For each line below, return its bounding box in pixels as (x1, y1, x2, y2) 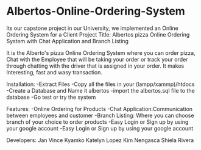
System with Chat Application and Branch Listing (6, 37, 129, 45)
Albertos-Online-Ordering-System (6, 4, 186, 18)
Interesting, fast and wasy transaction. (6, 68, 102, 76)
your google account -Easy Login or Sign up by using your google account (6, 124, 194, 132)
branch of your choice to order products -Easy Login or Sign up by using (6, 118, 189, 126)
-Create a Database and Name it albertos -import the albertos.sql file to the (6, 87, 195, 94)
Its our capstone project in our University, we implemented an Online (6, 24, 178, 32)
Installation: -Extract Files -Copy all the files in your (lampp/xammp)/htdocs (6, 80, 195, 88)
